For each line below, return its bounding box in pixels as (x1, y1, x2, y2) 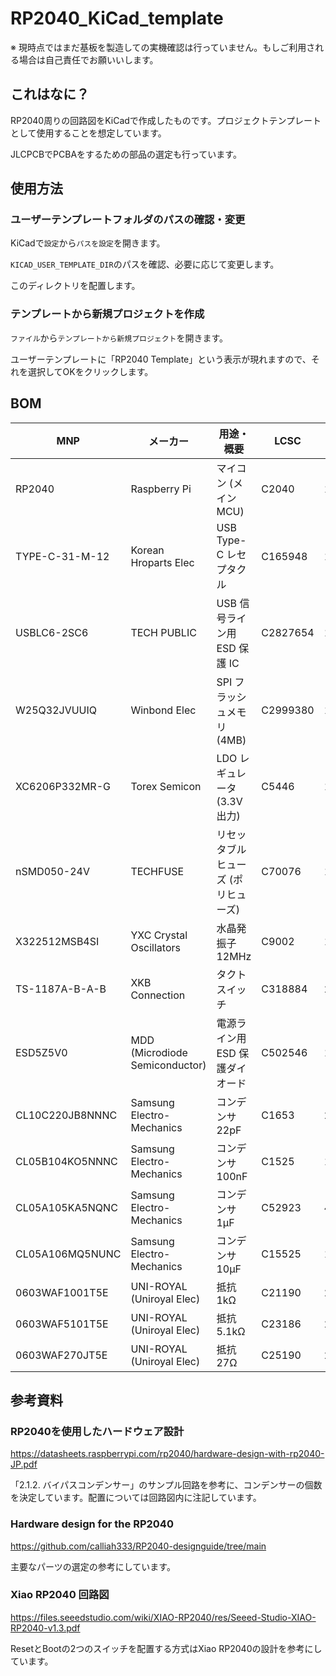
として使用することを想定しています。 (10, 127, 167, 139)
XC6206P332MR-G (15, 779, 111, 793)
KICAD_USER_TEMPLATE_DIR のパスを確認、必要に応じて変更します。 (10, 258, 280, 271)
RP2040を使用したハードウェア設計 (10, 1424, 185, 1438)
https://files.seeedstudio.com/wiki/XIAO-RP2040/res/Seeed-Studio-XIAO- (10, 1611, 317, 1623)
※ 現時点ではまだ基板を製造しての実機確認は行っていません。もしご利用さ (10, 41, 316, 53)
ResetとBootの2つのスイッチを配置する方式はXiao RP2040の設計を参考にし (10, 1642, 323, 1654)
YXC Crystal (130, 928, 188, 942)
